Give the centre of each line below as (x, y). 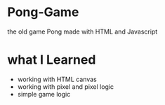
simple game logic (44, 94)
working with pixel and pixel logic (66, 86)
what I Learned (52, 60)
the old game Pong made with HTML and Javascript (82, 31)
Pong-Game (43, 12)
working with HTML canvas (57, 79)
